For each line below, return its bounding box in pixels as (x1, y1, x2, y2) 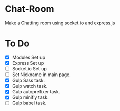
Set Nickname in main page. (12, 71, 71, 78)
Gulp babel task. (12, 100, 47, 106)
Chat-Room (5, 3, 54, 15)
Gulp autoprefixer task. (12, 89, 60, 95)
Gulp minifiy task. (12, 94, 49, 100)
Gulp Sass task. (12, 77, 45, 84)
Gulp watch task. (12, 83, 48, 89)
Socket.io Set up (12, 66, 47, 71)
